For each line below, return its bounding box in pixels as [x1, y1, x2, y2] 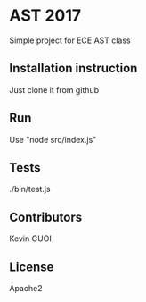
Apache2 [9, 283, 43, 293]
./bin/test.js [9, 184, 51, 195]
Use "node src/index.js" [9, 134, 97, 145]
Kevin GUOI [9, 233, 52, 244]
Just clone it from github [9, 84, 100, 95]
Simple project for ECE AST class [9, 35, 131, 46]
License [9, 259, 54, 274]
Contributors [9, 209, 83, 224]
